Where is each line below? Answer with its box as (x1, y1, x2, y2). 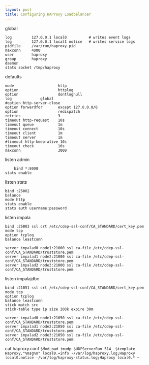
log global (5, 96, 54, 101)
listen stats (5, 179, 27, 185)
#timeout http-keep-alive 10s (5, 139, 67, 144)
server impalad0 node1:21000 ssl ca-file (5, 245, 91, 250)
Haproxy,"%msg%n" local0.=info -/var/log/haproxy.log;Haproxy (5, 351, 135, 356)
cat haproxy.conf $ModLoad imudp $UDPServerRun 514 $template (5, 345, 135, 351)
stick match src (5, 302, 38, 307)
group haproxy (5, 56, 48, 62)
